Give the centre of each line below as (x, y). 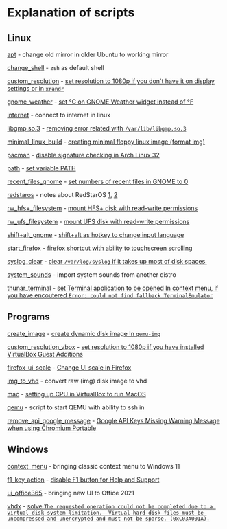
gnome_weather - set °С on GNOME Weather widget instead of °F (100, 102)
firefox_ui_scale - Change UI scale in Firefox (69, 367)
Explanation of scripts (71, 13)
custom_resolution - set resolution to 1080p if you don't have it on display (111, 81)
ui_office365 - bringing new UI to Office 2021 (71, 493)
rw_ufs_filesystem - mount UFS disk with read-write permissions (98, 222)
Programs (28, 317)
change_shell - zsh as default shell (56, 68)
